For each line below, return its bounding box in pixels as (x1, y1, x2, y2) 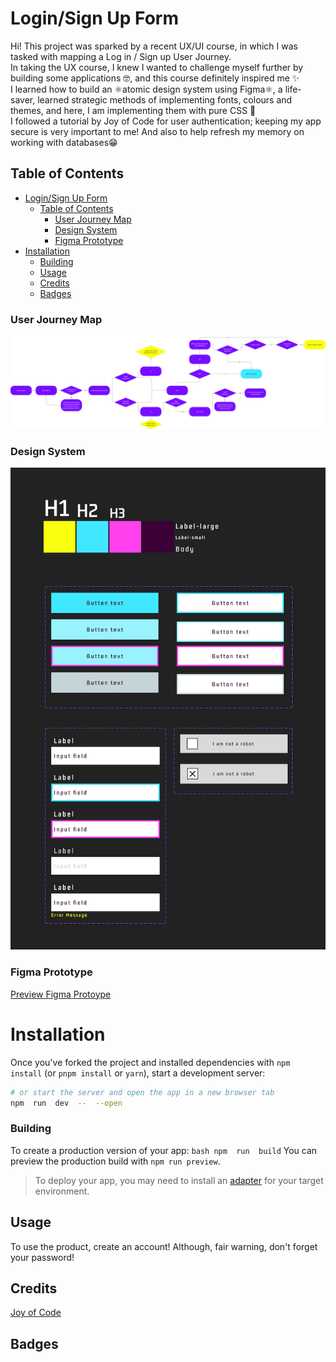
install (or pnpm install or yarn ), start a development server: (10, 1067, 266, 1079)
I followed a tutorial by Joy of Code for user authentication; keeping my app (10, 115, 322, 127)
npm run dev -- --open (10, 1098, 123, 1108)
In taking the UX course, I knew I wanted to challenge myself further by (10, 61, 304, 73)
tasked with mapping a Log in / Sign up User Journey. (10, 50, 232, 62)
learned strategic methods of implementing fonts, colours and (37, 93, 293, 106)
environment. (34, 1185, 90, 1197)
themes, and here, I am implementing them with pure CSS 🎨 (10, 104, 257, 116)
